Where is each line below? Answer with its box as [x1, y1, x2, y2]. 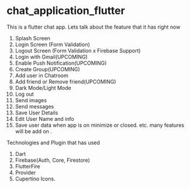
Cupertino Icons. [15, 175, 56, 182]
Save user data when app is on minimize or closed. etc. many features [15, 121, 185, 128]
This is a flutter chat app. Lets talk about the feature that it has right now [6, 23, 181, 30]
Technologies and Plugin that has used [6, 139, 100, 146]
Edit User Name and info [15, 115, 75, 122]
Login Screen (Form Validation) [15, 41, 90, 48]
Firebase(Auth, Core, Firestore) [15, 156, 90, 163]
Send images [15, 96, 47, 103]
